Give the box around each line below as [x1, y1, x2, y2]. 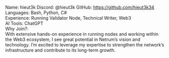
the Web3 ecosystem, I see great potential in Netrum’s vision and [5, 36, 140, 42]
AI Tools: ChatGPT [5, 20, 44, 26]
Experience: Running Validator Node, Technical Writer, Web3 [5, 15, 131, 21]
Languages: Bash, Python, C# [5, 10, 67, 16]
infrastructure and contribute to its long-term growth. [5, 47, 116, 53]
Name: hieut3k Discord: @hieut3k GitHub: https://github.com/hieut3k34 [5, 5, 155, 10]
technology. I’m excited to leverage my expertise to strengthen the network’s [5, 42, 164, 47]
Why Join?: [5, 26, 29, 32]
